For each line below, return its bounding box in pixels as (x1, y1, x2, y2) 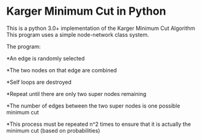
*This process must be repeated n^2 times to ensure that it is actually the (6, 120, 191, 128)
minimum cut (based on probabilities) (6, 127, 101, 134)
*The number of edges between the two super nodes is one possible (6, 102, 180, 109)
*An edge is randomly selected (6, 54, 85, 62)
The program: (6, 43, 41, 50)
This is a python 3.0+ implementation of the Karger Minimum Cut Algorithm (6, 24, 196, 32)
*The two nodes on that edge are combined (6, 66, 117, 74)
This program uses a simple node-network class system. (6, 31, 150, 38)
